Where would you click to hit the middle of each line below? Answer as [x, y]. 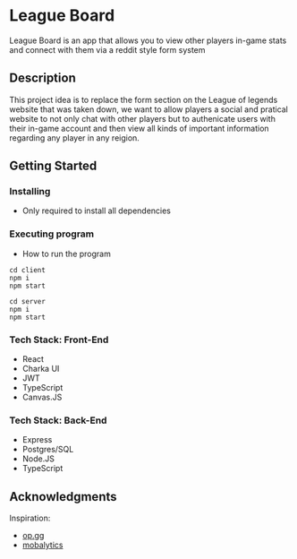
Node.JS [38, 459]
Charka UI [41, 369]
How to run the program [67, 254]
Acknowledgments [64, 497]
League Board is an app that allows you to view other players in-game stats [148, 40]
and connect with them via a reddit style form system [107, 49]
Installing [30, 192]
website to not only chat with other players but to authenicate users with [142, 118]
